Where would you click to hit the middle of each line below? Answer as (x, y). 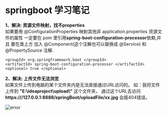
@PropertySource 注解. (29, 50)
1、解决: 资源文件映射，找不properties (45, 25)
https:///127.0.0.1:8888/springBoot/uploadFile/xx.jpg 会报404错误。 (77, 97)
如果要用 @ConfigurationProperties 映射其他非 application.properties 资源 (81, 31)
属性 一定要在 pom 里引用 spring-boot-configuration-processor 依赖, (85, 38)
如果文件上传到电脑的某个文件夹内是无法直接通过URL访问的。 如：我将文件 (83, 85)
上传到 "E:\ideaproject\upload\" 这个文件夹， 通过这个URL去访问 (73, 91)
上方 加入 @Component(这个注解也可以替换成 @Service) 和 (85, 44)
